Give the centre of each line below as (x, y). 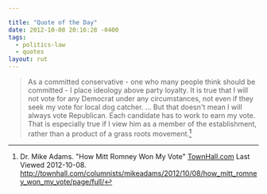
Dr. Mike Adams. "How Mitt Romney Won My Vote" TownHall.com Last (135, 156)
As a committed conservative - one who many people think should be (141, 82)
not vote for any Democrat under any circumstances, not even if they (141, 99)
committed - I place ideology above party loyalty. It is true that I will (138, 90)
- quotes (30, 52)
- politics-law (41, 44)
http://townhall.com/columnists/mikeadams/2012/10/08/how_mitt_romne (138, 173)
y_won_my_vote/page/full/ (62, 181)
